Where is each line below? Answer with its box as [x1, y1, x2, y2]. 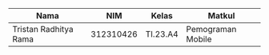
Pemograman [186, 24, 237, 34]
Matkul [207, 10, 235, 21]
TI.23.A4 [145, 29, 179, 39]
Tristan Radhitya [12, 24, 74, 34]
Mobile [186, 33, 212, 45]
